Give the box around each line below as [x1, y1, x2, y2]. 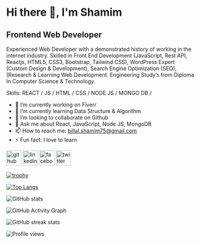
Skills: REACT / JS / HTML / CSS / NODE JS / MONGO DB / [6, 89, 152, 96]
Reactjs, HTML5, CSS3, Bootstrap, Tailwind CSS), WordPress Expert [6, 59, 175, 65]
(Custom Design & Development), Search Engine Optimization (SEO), [6, 65, 177, 72]
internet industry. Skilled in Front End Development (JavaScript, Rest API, [6, 52, 188, 59]
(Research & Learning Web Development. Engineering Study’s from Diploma [6, 71, 195, 78]
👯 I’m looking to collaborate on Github [14, 114, 108, 121]
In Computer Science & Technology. [6, 78, 96, 85]
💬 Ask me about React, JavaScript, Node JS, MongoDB [14, 120, 152, 128]
